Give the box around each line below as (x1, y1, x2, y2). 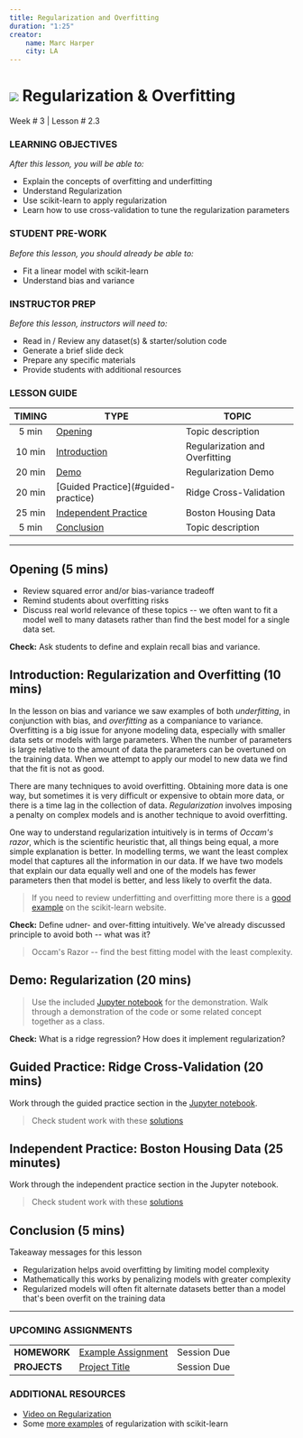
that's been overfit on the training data (22, 1293, 166, 1304)
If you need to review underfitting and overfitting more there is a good (31, 892, 291, 903)
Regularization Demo (186, 466, 275, 478)
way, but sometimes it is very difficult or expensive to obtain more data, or (9, 790, 285, 801)
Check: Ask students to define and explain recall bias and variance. (9, 642, 261, 653)
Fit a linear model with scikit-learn (22, 265, 149, 276)
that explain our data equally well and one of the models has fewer (9, 865, 257, 876)
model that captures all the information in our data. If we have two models (9, 855, 284, 867)
